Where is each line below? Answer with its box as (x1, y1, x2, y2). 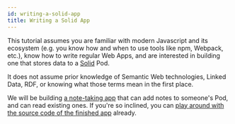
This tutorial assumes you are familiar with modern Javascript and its (7, 36, 209, 44)
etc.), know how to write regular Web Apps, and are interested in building (7, 51, 221, 60)
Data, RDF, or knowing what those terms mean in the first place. (7, 80, 194, 88)
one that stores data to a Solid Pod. (7, 58, 110, 67)
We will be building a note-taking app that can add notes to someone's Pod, (7, 93, 229, 102)
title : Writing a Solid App (7, 17, 91, 24)
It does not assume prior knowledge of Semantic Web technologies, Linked (7, 72, 227, 81)
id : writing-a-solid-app (7, 10, 81, 18)
